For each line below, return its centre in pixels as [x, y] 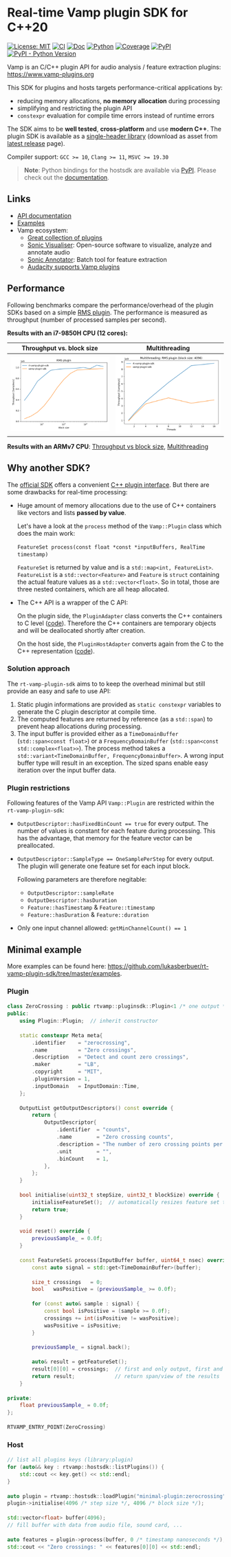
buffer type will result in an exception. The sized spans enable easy [112, 763]
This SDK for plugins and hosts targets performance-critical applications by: [115, 87]
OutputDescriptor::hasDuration [72, 901]
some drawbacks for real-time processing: [67, 492]
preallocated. [36, 846]
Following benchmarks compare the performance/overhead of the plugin [110, 305]
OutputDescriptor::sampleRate [71, 893]
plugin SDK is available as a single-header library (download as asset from [112, 136]
